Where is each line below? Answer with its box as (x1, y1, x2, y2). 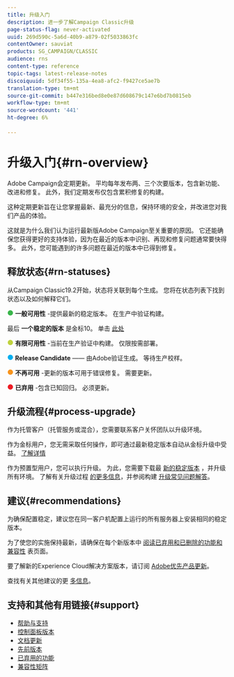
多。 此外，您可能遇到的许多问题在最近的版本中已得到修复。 (7, 243, 180, 252)
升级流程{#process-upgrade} (7, 405, 136, 418)
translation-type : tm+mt (7, 84, 79, 92)
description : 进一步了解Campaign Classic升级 (7, 18, 134, 26)
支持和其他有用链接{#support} (7, 599, 140, 611)
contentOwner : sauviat (7, 40, 73, 48)
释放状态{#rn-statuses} (7, 266, 111, 278)
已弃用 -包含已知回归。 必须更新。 (15, 383, 114, 392)
